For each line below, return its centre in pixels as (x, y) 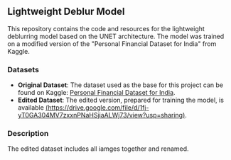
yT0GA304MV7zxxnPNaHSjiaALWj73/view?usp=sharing (100, 115)
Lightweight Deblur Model (66, 12)
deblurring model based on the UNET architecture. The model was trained (116, 36)
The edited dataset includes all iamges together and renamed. (98, 149)
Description (28, 134)
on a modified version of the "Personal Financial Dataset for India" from (112, 44)
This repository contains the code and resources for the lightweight (106, 28)
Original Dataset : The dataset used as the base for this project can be (120, 85)
